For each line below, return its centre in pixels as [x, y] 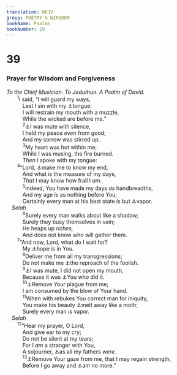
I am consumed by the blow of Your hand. [75, 291]
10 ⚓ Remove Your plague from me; [66, 284]
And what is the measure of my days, [69, 174]
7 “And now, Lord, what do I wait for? [63, 241]
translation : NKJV [30, 12]
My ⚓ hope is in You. [48, 249]
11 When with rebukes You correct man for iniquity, [85, 298]
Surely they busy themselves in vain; [69, 222]
